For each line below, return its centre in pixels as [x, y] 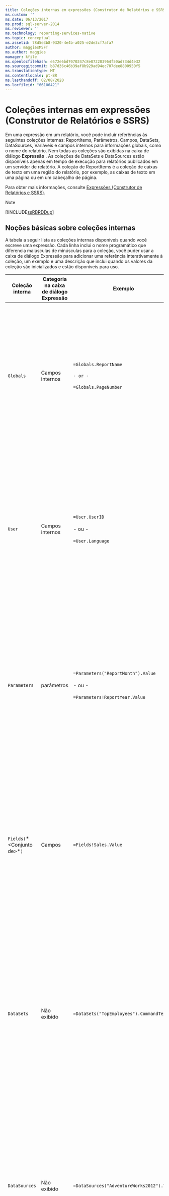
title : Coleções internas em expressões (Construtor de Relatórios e [80, 10]
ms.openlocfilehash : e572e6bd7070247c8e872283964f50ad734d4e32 [73, 62]
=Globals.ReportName [98, 365]
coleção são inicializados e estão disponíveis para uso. [62, 267]
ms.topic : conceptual [28, 38]
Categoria [55, 279]
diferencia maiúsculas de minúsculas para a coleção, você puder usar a [79, 251]
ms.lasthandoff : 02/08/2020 [35, 80]
